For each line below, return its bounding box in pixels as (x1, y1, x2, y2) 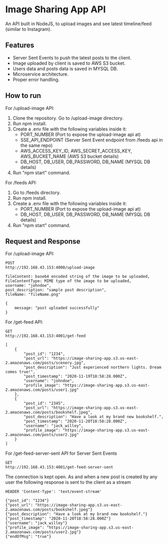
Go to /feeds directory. (12, 189, 61, 196)
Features (5, 41, 34, 50)
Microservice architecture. (12, 71, 69, 77)
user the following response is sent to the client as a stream (5, 479, 131, 485)
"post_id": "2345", (24, 401, 66, 406)
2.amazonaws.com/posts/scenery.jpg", (5, 361, 86, 366)
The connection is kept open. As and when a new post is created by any (5, 474, 158, 480)
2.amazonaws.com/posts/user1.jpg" (5, 387, 79, 392)
